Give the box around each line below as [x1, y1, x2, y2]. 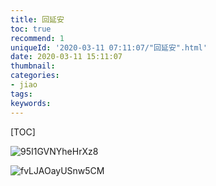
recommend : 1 [10, 33, 65, 43]
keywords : [10, 98, 52, 108]
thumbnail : [10, 61, 56, 71]
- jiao [10, 80, 38, 90]
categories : [10, 71, 60, 81]
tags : [10, 89, 33, 99]
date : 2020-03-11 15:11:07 [10, 52, 123, 62]
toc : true [10, 24, 52, 34]
